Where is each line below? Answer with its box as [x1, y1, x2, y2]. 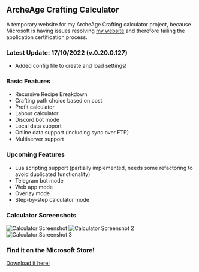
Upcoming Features [6, 150, 65, 159]
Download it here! [6, 259, 50, 267]
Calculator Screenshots [6, 211, 77, 219]
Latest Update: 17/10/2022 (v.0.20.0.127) [6, 48, 128, 56]
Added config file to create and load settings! [14, 62, 127, 70]
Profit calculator [14, 103, 55, 110]
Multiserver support [14, 135, 64, 143]
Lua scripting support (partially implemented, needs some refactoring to [14, 164, 193, 171]
